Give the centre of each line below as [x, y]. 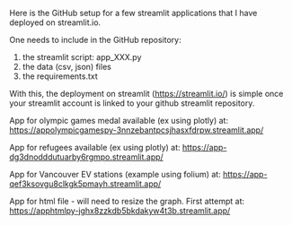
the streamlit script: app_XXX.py [82, 57]
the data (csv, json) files [67, 67]
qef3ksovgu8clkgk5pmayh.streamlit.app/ [85, 184]
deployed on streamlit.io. [55, 22]
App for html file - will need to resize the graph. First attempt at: [127, 201]
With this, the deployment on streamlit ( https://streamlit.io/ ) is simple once [146, 94]
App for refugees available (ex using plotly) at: [95, 147]
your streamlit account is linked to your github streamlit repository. [132, 103]
